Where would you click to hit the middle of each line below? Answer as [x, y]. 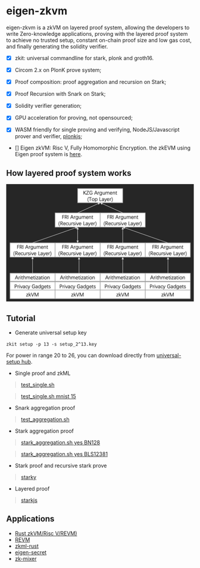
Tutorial [21, 318]
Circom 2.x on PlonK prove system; [58, 70]
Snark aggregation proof [45, 408]
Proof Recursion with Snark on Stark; [60, 94]
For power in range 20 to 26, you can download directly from [81, 355]
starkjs [29, 500]
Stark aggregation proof [44, 431]
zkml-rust [26, 546]
